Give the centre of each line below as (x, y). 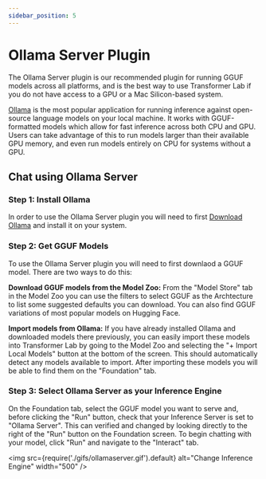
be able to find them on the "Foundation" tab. (82, 371)
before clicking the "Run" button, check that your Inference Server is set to (131, 417)
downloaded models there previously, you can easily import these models (129, 336)
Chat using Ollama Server (73, 177)
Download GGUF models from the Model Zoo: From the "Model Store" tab (131, 287)
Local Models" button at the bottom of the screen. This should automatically (133, 353)
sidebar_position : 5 (43, 16)
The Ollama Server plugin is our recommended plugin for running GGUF (126, 77)
